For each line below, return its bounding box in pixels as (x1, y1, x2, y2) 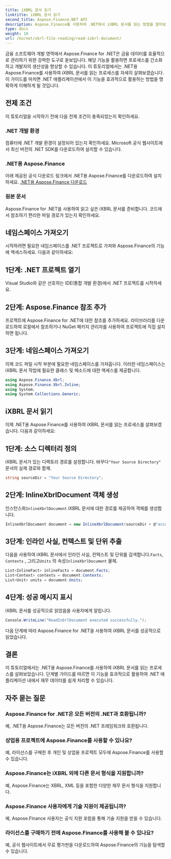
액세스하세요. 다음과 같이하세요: (10, 249, 74, 255)
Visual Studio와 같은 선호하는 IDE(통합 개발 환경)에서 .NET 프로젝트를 (5, 280, 144, 286)
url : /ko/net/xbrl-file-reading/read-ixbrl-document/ (5, 36, 122, 41)
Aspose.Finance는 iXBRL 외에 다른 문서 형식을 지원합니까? (5, 770, 144, 777)
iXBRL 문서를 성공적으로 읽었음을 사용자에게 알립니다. (5, 607, 112, 613)
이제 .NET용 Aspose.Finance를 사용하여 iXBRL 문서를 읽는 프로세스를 (5, 422, 145, 428)
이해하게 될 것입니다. (18, 82, 60, 88)
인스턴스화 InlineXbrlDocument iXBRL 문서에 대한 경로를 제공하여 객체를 (5, 505, 149, 511)
